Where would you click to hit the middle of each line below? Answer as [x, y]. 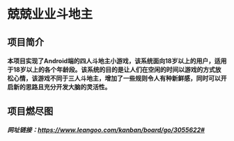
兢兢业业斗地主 [50, 14]
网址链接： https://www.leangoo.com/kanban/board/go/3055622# [106, 130]
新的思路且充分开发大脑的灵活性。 [62, 87]
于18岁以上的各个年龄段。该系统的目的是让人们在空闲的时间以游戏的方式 [111, 69]
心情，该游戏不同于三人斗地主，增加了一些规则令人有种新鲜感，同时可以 [117, 78]
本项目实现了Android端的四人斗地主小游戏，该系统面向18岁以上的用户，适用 [117, 61]
